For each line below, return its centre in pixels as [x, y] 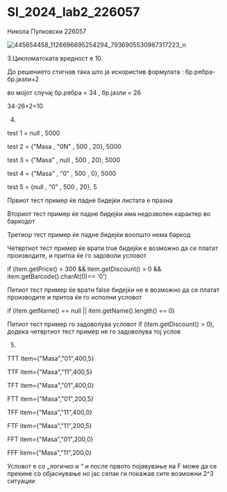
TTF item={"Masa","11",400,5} [50, 372]
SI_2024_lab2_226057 [74, 12]
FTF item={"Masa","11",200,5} [50, 425]
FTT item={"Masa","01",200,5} [50, 399]
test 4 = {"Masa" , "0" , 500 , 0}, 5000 [62, 173]
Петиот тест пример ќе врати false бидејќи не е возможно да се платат [113, 290]
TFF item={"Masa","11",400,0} [50, 412]
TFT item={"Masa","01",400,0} [51, 385]
